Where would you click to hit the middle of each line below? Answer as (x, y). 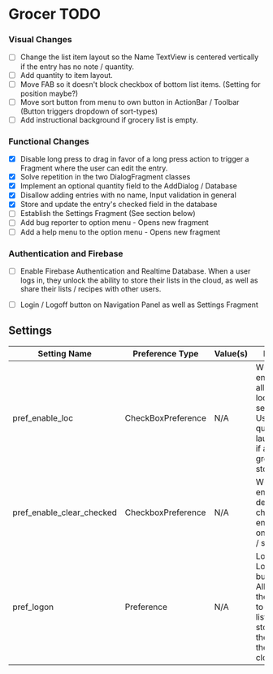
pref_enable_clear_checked (65, 512)
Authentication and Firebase (66, 253)
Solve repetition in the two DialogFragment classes (105, 177)
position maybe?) (49, 93)
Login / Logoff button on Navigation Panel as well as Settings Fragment (139, 305)
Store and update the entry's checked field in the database (119, 205)
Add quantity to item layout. (67, 75)
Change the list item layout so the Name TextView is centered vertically (139, 57)
